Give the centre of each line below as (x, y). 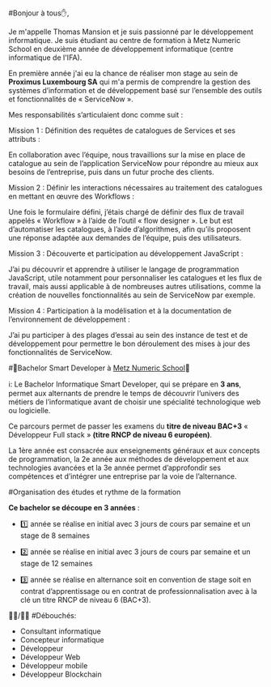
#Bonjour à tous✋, (39, 13)
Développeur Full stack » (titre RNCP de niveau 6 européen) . (110, 435)
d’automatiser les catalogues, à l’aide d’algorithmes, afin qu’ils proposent (129, 229)
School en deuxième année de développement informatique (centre (121, 49)
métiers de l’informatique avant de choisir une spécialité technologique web (135, 402)
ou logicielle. (30, 410)
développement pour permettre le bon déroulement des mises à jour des (129, 343)
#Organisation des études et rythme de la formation (95, 492)
